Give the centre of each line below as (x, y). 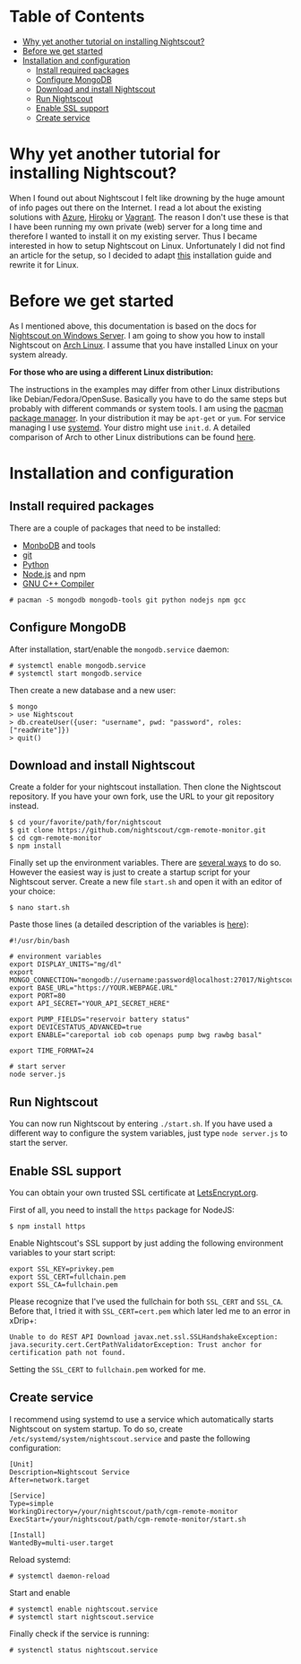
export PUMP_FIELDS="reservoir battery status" (100, 1020)
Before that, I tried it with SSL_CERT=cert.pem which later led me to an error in (150, 1311)
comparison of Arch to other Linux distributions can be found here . (133, 436)
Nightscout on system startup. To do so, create (96, 1429)
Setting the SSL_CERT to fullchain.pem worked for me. (107, 1369)
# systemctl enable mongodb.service (77, 665)
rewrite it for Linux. (44, 264)
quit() (30, 738)
